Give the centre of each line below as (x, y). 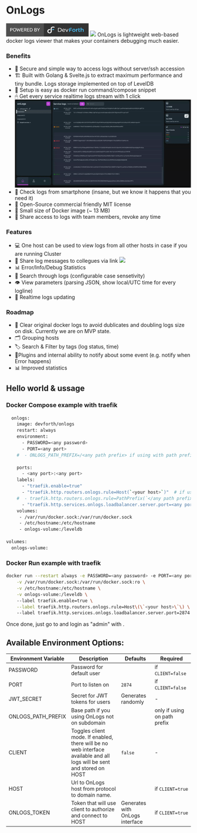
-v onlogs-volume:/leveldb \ (52, 594)
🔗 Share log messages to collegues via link (66, 260)
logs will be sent (91, 762)
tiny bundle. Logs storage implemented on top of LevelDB (84, 84)
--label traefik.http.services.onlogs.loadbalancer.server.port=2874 (103, 613)
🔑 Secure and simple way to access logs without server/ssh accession (99, 69)
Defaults (135, 658)
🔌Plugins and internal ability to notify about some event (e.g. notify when (102, 355)
